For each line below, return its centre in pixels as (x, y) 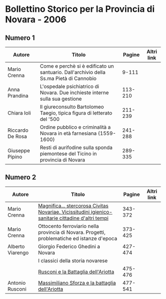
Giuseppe (19, 150)
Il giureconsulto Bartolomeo (72, 107)
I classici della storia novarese (73, 261)
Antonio (17, 283)
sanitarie (48, 218)
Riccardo (18, 130)
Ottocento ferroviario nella (68, 226)
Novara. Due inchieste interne (74, 93)
